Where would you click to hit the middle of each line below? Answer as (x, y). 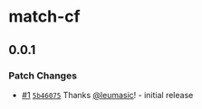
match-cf (44, 17)
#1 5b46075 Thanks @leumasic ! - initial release (107, 95)
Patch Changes (43, 76)
